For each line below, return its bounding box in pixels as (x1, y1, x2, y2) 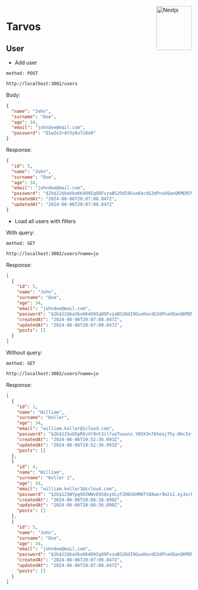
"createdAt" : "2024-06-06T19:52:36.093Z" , (16, 436, 123, 442)
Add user (14, 59, 37, 66)
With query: (6, 229, 35, 236)
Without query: (6, 349, 42, 356)
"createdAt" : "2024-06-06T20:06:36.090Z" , (16, 497, 123, 503)
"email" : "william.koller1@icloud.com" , (16, 486, 117, 492)
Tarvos (6, 20, 41, 34)
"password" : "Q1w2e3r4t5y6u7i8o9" (11, 130, 96, 136)
